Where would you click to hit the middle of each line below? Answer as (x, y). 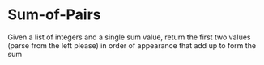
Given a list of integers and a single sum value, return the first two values (129, 37)
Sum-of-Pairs (54, 15)
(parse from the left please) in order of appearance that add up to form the (132, 45)
